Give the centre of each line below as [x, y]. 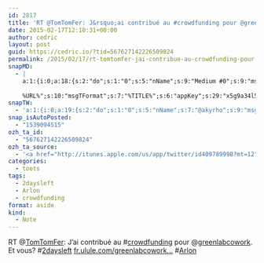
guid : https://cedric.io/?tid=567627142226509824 [91, 52]
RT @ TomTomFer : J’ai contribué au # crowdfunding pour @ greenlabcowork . [130, 242]
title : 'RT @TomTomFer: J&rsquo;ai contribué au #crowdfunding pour [123, 23]
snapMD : [21, 67]
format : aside [31, 205]
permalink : [26, 60]
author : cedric [33, 37]
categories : [27, 162]
